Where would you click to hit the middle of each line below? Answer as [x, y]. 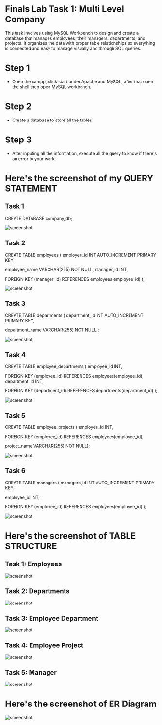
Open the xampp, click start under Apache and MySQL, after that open [83, 81]
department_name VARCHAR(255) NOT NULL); [52, 330]
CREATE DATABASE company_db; [39, 218]
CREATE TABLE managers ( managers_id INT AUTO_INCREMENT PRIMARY [80, 483]
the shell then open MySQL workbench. [52, 87]
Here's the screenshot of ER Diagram [81, 704]
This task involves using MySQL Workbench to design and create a [72, 33]
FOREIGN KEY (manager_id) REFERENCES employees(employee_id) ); [75, 279]
